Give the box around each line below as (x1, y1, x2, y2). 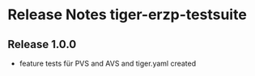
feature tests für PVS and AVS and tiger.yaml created (19, 58, 197, 68)
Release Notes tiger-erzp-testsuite (7, 6, 248, 24)
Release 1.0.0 (7, 38, 77, 51)
